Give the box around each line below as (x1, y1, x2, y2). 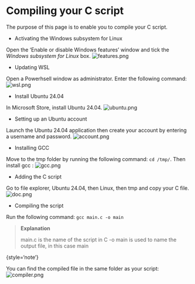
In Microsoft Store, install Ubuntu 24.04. (6, 104, 102, 111)
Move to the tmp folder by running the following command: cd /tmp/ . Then (6, 155, 186, 162)
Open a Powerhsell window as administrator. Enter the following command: (6, 75, 187, 82)
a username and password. (6, 133, 72, 140)
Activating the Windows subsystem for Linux (14, 35, 123, 42)
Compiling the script (14, 202, 64, 209)
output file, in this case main (20, 242, 89, 249)
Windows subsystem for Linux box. (6, 52, 91, 59)
